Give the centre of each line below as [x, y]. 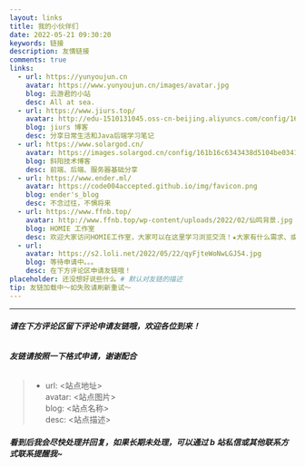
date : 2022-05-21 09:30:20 [60, 34]
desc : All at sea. [60, 102]
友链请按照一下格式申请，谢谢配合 [73, 355]
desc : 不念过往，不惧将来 [69, 204]
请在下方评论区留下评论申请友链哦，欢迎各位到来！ [105, 326]
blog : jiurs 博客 [57, 128]
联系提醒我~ [40, 453]
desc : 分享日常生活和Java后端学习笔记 [90, 136]
